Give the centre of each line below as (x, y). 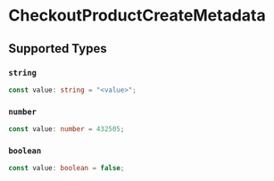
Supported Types (58, 49)
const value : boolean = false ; (66, 169)
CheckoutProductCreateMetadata (137, 16)
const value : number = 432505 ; (66, 129)
